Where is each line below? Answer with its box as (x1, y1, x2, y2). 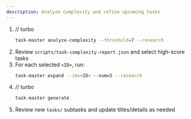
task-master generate (14, 95, 69, 101)
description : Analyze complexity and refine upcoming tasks (6, 8, 161, 15)
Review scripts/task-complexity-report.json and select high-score (14, 48, 185, 55)
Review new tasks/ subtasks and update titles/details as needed (14, 106, 176, 114)
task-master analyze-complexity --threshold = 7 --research (14, 37, 164, 43)
